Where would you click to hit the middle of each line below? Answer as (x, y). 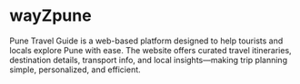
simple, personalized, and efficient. (75, 70)
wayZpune (51, 16)
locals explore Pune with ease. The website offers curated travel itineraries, (151, 50)
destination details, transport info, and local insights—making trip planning (149, 60)
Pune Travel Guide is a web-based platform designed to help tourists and (146, 41)
